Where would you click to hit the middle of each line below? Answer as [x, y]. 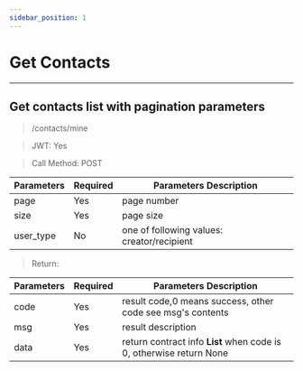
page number [150, 201]
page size [142, 216]
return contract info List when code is [202, 342]
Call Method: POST [67, 163]
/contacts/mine [60, 128]
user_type [35, 236]
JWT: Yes [49, 146]
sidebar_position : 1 [48, 18]
